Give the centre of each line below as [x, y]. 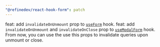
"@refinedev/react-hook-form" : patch [45, 10]
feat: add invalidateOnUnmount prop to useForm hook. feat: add [70, 24]
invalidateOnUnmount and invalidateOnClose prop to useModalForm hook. [81, 29]
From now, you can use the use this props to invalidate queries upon [77, 34]
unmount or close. [24, 40]
